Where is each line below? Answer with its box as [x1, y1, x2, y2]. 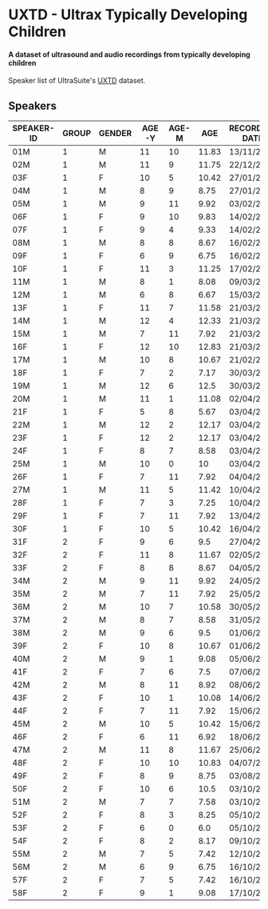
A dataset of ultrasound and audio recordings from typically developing [8, 50, 251, 59]
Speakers [8, 98, 57, 113]
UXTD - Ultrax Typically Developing [8, 6, 248, 24]
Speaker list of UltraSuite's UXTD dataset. [8, 76, 146, 86]
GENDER [98, 128, 132, 139]
